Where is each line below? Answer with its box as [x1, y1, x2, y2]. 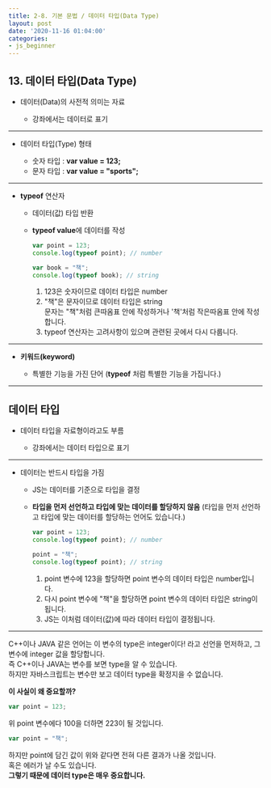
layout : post [8, 19, 52, 28]
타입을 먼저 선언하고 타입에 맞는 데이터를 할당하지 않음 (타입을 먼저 [31, 502, 240, 512]
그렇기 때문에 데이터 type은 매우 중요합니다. [8, 770, 146, 780]
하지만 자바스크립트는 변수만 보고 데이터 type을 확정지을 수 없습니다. [8, 669, 223, 679]
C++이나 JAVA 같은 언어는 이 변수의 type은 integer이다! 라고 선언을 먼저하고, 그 [8, 638, 261, 648]
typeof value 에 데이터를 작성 [31, 225, 126, 235]
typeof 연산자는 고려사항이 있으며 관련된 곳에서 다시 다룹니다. [44, 327, 239, 337]
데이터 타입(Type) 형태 [19, 138, 92, 148]
